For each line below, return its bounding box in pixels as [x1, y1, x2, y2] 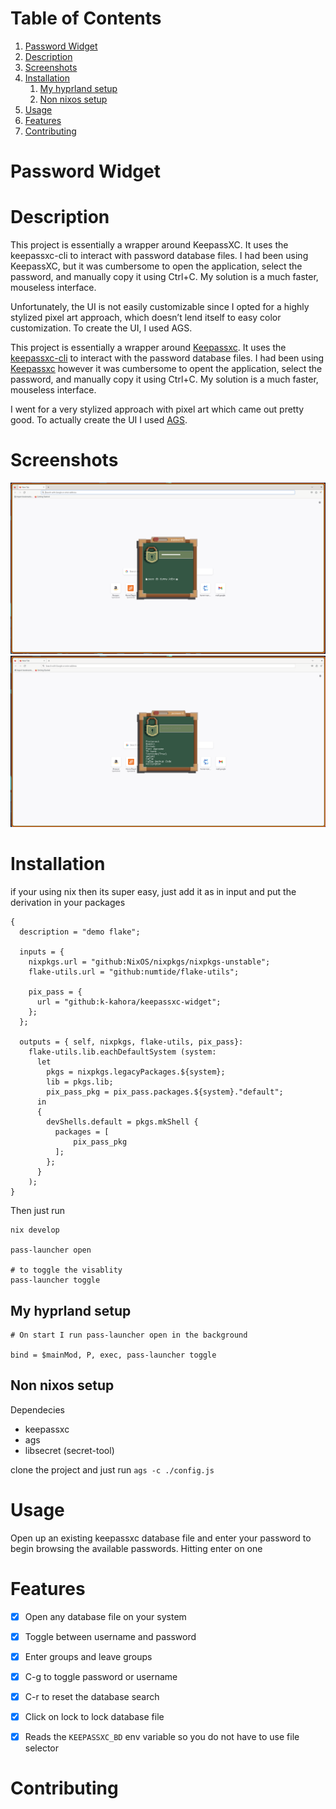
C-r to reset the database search [24, 1690, 160, 1702]
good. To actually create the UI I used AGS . [10, 414, 188, 426]
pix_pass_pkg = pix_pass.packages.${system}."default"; [46, 1087, 284, 1097]
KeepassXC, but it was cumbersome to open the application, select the [10, 260, 303, 272]
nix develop [10, 1225, 60, 1236]
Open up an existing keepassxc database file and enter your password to [10, 1532, 312, 1544]
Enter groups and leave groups [24, 1650, 153, 1662]
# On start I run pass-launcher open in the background [10, 1330, 248, 1341]
